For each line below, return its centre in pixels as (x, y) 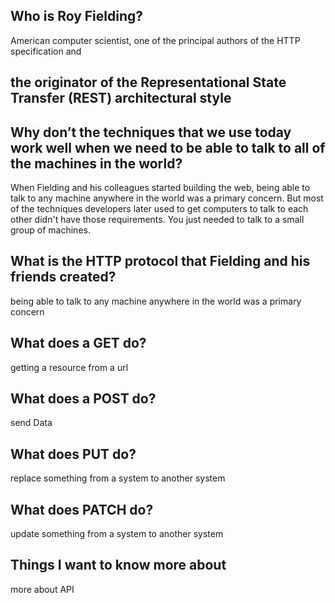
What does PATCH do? (82, 509)
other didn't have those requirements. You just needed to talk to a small (157, 220)
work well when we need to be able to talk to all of (168, 147)
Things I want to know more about (118, 565)
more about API (42, 589)
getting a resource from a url (69, 367)
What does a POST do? (83, 399)
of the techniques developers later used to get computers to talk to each (159, 209)
